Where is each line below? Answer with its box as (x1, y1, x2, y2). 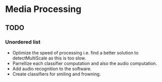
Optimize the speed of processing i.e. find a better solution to (12, 49, 139, 55)
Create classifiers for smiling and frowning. (12, 71, 101, 77)
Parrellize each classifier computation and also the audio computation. (12, 60, 158, 66)
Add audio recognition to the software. (12, 65, 92, 71)
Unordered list (5, 38, 41, 45)
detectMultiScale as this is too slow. (12, 55, 86, 61)
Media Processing (5, 3, 82, 15)
